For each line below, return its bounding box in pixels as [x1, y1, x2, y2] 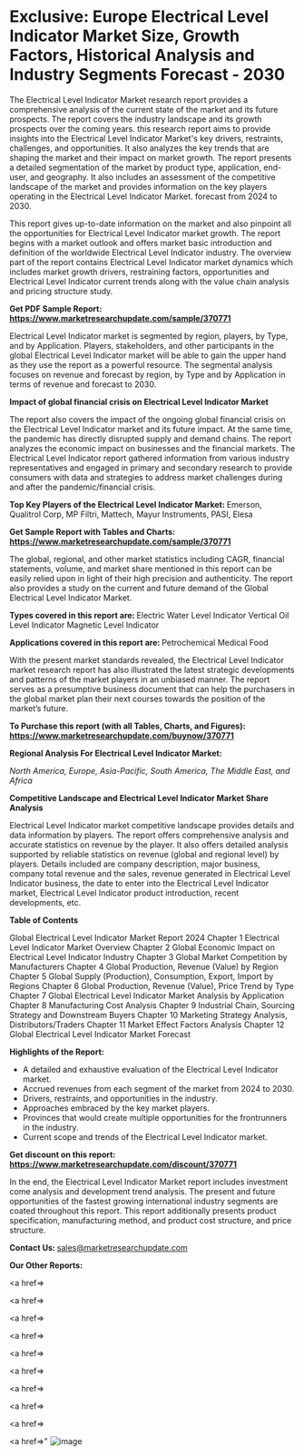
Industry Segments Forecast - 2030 [9, 64, 286, 85]
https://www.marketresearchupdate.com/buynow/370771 [9, 729, 234, 741]
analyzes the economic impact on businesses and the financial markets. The [9, 442, 296, 453]
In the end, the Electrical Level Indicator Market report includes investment [9, 1176, 289, 1187]
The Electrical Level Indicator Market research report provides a [9, 94, 249, 105]
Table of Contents [9, 915, 79, 926]
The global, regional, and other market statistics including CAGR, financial [9, 553, 285, 564]
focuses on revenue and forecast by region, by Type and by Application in [9, 369, 286, 380]
